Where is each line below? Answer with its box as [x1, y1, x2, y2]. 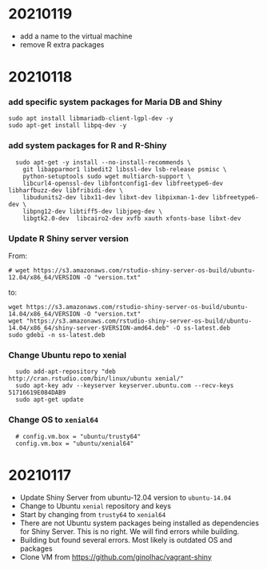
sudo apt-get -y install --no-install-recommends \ [15, 158, 192, 167]
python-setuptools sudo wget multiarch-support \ [22, 172, 192, 180]
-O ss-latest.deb [173, 324, 230, 332]
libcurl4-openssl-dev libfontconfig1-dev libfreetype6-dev [22, 179, 224, 187]
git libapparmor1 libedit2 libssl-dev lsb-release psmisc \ [22, 165, 227, 173]
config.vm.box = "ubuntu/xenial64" [15, 440, 134, 448]
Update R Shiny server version [8, 233, 130, 244]
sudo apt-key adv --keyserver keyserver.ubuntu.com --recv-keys [15, 382, 234, 390]
